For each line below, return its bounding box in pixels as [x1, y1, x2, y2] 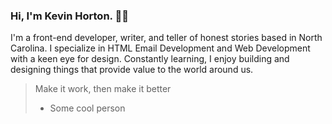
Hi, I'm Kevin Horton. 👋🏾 [10, 9, 129, 23]
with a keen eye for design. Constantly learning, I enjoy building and [10, 53, 290, 65]
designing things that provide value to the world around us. [10, 64, 254, 76]
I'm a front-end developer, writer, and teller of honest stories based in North [10, 32, 323, 44]
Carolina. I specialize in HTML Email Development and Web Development [10, 42, 311, 54]
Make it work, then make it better [34, 83, 172, 95]
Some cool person [49, 102, 126, 114]
